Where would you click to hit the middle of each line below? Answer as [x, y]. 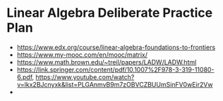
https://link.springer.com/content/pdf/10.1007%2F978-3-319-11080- [115, 69]
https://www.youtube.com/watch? [85, 77]
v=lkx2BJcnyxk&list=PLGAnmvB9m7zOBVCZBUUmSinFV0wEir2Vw [115, 84]
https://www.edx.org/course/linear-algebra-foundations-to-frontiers [116, 47]
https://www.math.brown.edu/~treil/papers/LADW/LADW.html [107, 62]
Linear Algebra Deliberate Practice [110, 13]
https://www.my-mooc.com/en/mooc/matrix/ [82, 55]
